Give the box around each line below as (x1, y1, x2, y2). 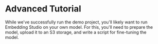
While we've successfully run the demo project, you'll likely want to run (5, 19, 148, 25)
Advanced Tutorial (5, 3, 82, 14)
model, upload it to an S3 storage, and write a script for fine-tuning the (5, 29, 147, 35)
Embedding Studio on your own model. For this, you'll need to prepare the (5, 24, 153, 30)
